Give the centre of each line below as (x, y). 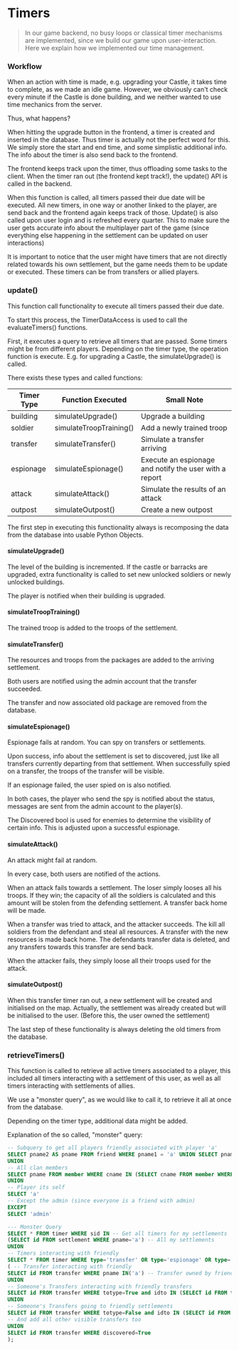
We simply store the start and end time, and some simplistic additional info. (117, 147)
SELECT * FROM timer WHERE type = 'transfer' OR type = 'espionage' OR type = (119, 1260)
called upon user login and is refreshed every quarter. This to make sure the (118, 220)
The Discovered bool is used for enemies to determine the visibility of (109, 820)
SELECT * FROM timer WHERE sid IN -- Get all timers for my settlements (117, 1233)
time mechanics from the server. (55, 105)
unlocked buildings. (36, 582)
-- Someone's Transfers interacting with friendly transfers (100, 1287)
